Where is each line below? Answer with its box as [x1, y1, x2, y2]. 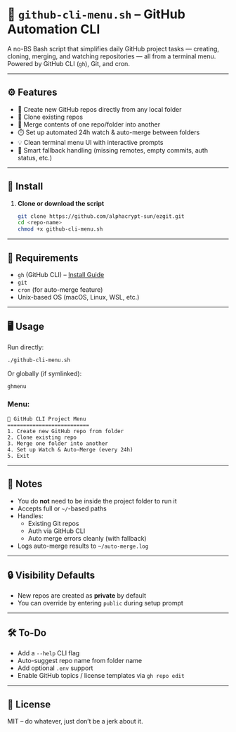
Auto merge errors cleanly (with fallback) [27, 534, 147, 542]
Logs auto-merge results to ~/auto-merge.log [17, 541, 149, 550]
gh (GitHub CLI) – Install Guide [17, 271, 105, 278]
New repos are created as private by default [17, 591, 146, 600]
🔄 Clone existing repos [17, 113, 83, 121]
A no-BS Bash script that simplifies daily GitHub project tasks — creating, [7, 44, 220, 53]
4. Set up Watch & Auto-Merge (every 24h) [7, 446, 133, 453]
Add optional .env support [17, 664, 93, 672]
